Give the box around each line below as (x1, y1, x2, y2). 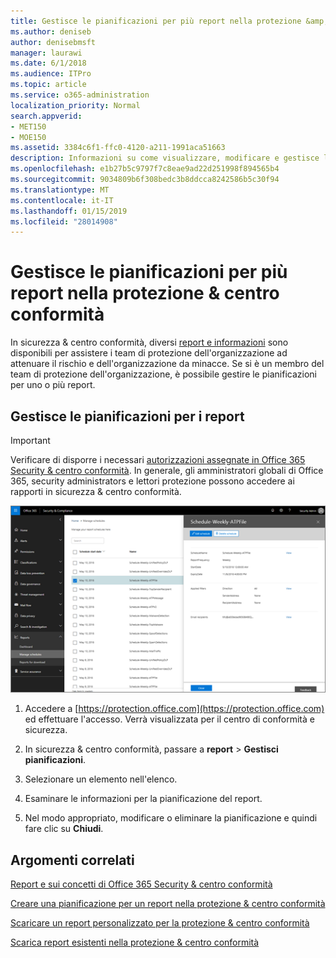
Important (10, 435, 51, 446)
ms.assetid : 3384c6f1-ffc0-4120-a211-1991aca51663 (10, 143, 226, 153)
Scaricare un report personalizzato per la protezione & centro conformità (10, 917, 310, 929)
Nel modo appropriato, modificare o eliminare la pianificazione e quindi (24, 812, 318, 824)
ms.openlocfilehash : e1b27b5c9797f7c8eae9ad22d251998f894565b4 (10, 164, 280, 174)
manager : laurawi (10, 48, 83, 58)
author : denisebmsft (10, 37, 97, 47)
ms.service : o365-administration (10, 90, 150, 100)
